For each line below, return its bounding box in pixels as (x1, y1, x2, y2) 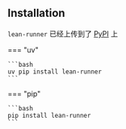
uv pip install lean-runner (7, 68, 103, 76)
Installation (7, 6, 65, 20)
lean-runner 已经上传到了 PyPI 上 (7, 28, 119, 39)
